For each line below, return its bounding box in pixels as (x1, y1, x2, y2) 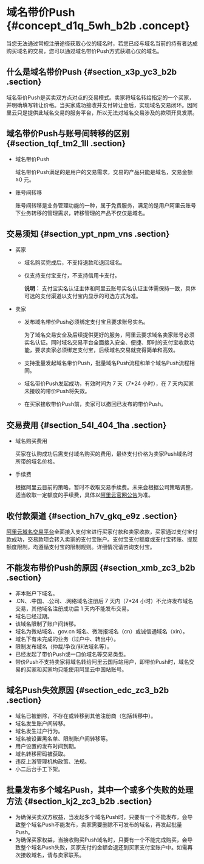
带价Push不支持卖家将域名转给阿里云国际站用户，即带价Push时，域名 (15, 658, 189, 665)
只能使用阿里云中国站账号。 (57, 666, 127, 673)
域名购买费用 (15, 437, 47, 445)
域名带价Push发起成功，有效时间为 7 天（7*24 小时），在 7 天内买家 (24, 380, 194, 387)
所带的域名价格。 (15, 458, 58, 465)
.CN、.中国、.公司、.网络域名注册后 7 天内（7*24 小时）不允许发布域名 (15, 597, 194, 604)
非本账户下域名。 (15, 590, 58, 597)
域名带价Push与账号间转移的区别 (6, 128, 130, 139)
